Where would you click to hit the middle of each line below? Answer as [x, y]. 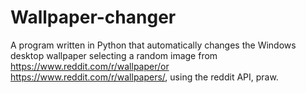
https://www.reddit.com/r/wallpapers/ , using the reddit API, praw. [144, 77]
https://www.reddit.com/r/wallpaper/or [90, 66]
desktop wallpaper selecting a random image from [114, 55]
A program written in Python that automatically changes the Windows [153, 45]
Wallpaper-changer [93, 17]
